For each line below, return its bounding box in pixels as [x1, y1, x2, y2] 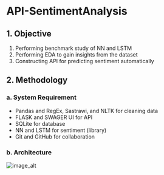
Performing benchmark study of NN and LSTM [15, 44, 132, 52]
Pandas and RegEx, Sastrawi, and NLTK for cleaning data [15, 107, 159, 114]
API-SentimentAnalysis [6, 4, 128, 18]
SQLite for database [15, 120, 66, 127]
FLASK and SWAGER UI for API [15, 114, 93, 121]
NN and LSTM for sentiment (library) [15, 126, 107, 134]
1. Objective [6, 29, 52, 39]
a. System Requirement [6, 93, 77, 101]
